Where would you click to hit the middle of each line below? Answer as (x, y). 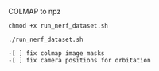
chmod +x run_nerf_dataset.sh (58, 26)
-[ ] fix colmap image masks (56, 54)
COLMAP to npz (35, 11)
